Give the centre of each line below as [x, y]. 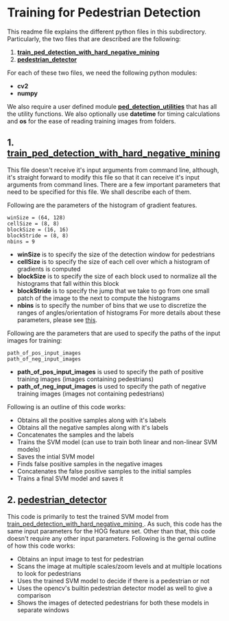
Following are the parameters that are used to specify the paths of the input [114, 333]
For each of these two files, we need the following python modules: [102, 73]
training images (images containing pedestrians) [85, 379]
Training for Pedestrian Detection [104, 13]
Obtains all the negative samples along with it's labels [93, 427]
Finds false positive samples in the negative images [90, 463]
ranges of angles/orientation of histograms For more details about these [119, 313]
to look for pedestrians [49, 573]
